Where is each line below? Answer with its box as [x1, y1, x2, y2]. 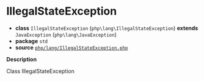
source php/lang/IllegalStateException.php [15, 44, 128, 51]
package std [15, 37, 48, 44]
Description [6, 55, 37, 63]
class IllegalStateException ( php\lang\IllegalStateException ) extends [15, 24, 199, 32]
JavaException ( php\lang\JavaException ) [15, 30, 117, 38]
